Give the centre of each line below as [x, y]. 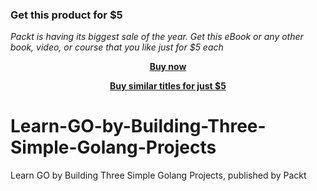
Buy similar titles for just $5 [168, 86]
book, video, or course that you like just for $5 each [117, 47]
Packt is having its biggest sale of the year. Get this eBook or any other [157, 37]
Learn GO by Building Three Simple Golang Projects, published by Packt [158, 175]
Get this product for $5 [66, 15]
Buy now [168, 67]
